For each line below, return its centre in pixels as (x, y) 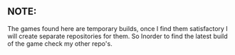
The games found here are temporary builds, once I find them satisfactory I (117, 28)
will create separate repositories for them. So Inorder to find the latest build (117, 36)
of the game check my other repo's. (60, 43)
